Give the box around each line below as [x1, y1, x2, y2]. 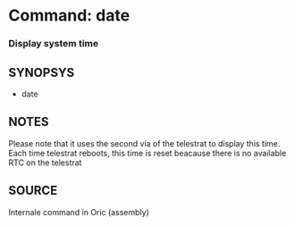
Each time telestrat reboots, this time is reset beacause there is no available [8, 147, 287, 158]
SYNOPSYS [8, 64, 75, 80]
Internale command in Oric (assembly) [8, 206, 149, 217]
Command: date [8, 5, 131, 26]
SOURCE [8, 183, 58, 198]
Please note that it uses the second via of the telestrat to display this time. [8, 138, 281, 148]
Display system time [8, 38, 99, 50]
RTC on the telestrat [8, 157, 82, 168]
